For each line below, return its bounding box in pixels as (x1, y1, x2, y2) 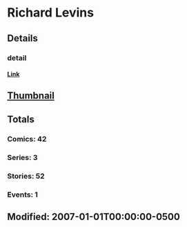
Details (7, 32, 38, 44)
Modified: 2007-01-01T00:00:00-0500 (7, 210, 181, 222)
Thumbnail (7, 90, 55, 101)
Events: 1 (7, 190, 38, 199)
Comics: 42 (7, 134, 47, 144)
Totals (7, 113, 35, 125)
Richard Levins (7, 5, 95, 21)
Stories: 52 (7, 171, 45, 181)
